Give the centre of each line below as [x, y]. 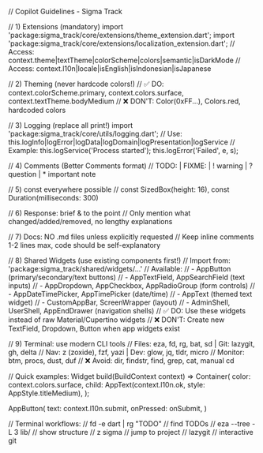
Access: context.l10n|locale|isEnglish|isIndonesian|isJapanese [110, 69]
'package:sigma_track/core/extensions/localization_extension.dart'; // [122, 43]
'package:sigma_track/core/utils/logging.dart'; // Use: [96, 134]
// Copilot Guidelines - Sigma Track [65, 11]
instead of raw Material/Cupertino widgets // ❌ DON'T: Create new [116, 320]
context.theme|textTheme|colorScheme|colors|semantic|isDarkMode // [124, 60]
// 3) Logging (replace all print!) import [71, 125]
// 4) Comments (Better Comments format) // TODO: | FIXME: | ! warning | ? [130, 166]
